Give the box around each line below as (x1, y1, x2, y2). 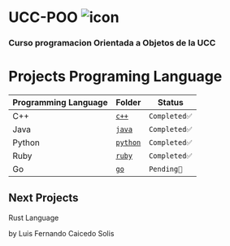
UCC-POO (8, 8, 79, 27)
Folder (115, 97, 141, 108)
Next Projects (8, 191, 79, 205)
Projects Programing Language (8, 68, 223, 86)
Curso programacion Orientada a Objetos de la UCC (8, 37, 216, 49)
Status (157, 97, 184, 108)
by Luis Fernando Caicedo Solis (8, 228, 115, 238)
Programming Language (12, 97, 108, 108)
